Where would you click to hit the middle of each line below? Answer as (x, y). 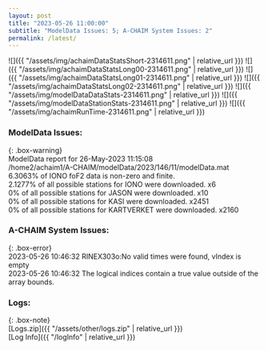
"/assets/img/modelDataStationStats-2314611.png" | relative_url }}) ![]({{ (127, 103)
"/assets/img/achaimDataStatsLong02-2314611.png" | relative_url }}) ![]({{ (130, 86)
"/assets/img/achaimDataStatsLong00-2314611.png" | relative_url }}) (131, 70)
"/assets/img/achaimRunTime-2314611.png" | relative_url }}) (107, 112)
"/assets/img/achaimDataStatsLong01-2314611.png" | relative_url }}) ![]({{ (140, 78)
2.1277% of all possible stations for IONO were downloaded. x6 (112, 184)
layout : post (30, 16)
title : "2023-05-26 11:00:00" (59, 23)
